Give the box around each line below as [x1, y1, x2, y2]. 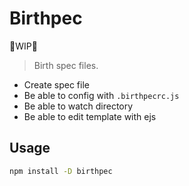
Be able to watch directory [23, 100, 134, 112]
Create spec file [23, 78, 90, 91]
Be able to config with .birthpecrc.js [23, 89, 180, 101]
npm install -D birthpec [9, 166, 113, 176]
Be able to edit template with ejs [23, 110, 157, 122]
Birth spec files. [33, 59, 99, 71]
